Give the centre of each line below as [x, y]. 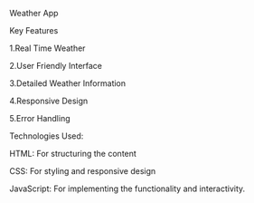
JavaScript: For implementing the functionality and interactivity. [127, 188]
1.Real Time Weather [47, 48]
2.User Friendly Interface [56, 66]
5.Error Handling [40, 118]
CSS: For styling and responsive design [83, 171]
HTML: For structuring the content [73, 154]
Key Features [34, 30]
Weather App [34, 13]
